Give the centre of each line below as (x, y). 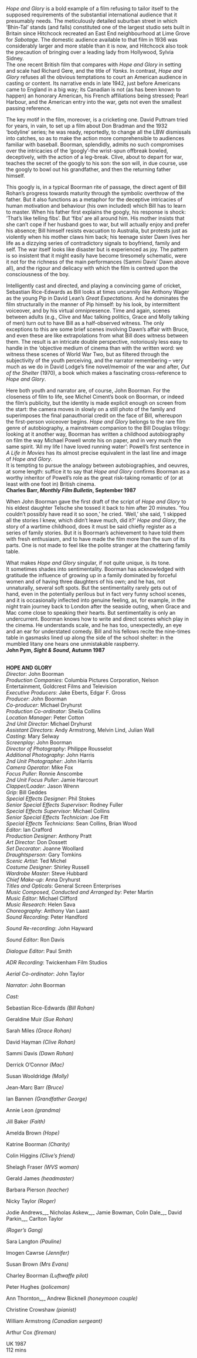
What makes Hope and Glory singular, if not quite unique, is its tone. (88, 563)
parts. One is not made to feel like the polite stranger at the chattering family (98, 545)
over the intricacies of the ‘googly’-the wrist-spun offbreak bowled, (87, 151)
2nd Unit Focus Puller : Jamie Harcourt (52, 780)
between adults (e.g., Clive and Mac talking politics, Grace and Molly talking (98, 317)
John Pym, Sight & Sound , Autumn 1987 (56, 650)
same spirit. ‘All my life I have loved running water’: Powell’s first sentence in (98, 446)
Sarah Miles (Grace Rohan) (39, 1031)
